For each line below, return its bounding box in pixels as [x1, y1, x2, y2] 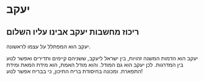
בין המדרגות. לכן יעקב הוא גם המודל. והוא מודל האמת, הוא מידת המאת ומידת [6, 61, 184, 68]
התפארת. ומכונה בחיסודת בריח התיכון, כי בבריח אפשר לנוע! [6, 68, 143, 75]
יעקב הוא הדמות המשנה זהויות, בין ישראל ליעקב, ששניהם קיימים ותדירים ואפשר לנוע [6, 55, 199, 62]
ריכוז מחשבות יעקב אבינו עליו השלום [6, 27, 139, 37]
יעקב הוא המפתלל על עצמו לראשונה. [6, 43, 91, 50]
